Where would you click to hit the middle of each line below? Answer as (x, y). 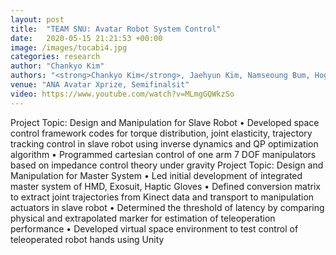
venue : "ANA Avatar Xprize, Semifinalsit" (100, 85)
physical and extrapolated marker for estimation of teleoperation (143, 218)
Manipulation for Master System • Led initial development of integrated (156, 175)
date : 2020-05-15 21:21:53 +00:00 (86, 38)
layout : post (37, 19)
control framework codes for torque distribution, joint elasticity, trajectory (161, 133)
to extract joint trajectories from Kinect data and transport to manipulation (162, 197)
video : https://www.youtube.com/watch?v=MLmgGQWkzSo (122, 94)
